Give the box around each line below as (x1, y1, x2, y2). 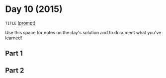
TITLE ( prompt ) (5, 20, 36, 26)
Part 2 (5, 66, 24, 75)
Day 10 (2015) (5, 3, 63, 15)
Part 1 (5, 49, 23, 58)
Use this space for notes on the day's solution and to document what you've (5, 29, 162, 35)
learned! (5, 35, 22, 41)
